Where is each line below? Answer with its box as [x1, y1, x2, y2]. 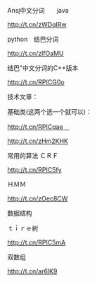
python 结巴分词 [7, 35, 58, 43]
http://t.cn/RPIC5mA [7, 238, 66, 247]
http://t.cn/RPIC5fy [7, 166, 62, 174]
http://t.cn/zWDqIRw [7, 21, 67, 28]
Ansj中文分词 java [7, 6, 69, 14]
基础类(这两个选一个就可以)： [7, 108, 93, 115]
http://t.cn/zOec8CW [7, 194, 68, 203]
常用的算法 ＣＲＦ [7, 152, 58, 159]
